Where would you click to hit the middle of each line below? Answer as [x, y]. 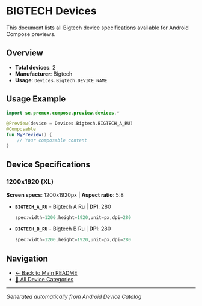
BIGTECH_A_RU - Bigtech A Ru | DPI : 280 [63, 206]
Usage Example [36, 99]
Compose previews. [31, 34]
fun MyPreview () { [29, 135]
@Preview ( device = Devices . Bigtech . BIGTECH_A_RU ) [70, 124]
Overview [25, 53]
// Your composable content [52, 140]
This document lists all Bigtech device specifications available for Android [98, 28]
